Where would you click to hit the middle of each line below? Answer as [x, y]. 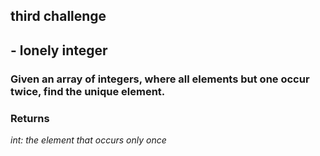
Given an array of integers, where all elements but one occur [160, 79]
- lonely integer [59, 50]
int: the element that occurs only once [88, 140]
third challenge [58, 16]
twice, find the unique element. [88, 91]
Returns [30, 118]
